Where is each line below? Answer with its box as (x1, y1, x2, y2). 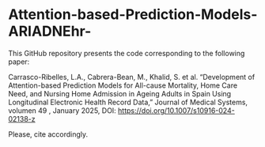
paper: (8, 57, 30, 66)
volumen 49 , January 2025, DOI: (8, 105, 116, 115)
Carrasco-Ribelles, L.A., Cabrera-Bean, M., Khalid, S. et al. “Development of (8, 72, 256, 81)
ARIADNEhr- (8, 22, 92, 40)
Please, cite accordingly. (8, 129, 89, 139)
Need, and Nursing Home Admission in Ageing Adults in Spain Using (8, 89, 232, 98)
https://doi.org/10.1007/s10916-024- (117, 105, 235, 115)
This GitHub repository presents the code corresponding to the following (8, 48, 245, 58)
